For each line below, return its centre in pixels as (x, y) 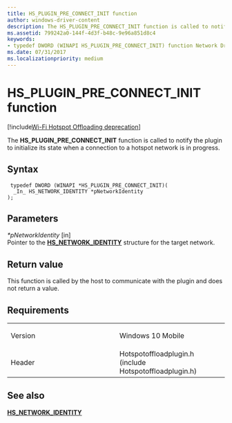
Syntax (23, 169)
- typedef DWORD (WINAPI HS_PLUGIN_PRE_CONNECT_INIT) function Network (112, 46)
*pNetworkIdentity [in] (39, 235)
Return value (35, 264)
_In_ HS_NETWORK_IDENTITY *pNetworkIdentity (78, 191)
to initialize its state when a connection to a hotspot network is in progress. (114, 147)
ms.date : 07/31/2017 (37, 53)
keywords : (21, 39)
